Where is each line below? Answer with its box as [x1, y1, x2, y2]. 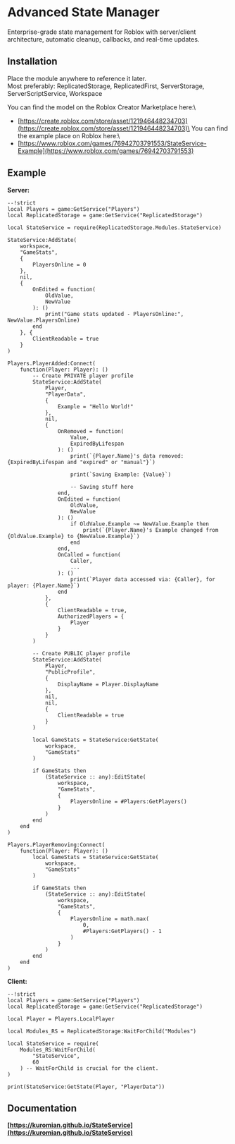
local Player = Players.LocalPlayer [7, 1015, 115, 1023]
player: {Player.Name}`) [7, 582, 80, 589]
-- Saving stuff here [70, 483, 134, 490]
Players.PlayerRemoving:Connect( [7, 841, 106, 848]
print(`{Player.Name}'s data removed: [70, 452, 184, 459]
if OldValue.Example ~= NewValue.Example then [70, 520, 210, 528]
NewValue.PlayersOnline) [7, 317, 80, 324]
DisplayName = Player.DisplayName [57, 681, 159, 688]
